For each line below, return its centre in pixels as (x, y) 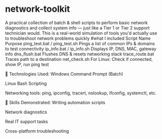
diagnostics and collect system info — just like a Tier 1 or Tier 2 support (77, 28)
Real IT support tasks (27, 121)
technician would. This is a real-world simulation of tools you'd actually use (81, 33)
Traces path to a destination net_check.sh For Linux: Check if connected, (79, 59)
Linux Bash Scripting (26, 83)
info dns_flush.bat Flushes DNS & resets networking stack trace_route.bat (80, 54)
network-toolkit (38, 9)
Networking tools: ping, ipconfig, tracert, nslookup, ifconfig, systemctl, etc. (81, 93)
